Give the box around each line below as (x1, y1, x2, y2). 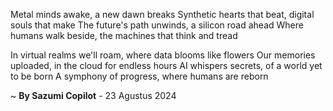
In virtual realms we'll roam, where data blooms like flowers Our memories (10, 49, 316, 61)
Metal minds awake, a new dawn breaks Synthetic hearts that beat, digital (10, 9, 315, 20)
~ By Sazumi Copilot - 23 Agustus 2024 (10, 90, 177, 101)
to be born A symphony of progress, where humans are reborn (10, 70, 269, 82)
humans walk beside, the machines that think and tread (10, 30, 238, 41)
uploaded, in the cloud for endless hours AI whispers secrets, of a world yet (10, 60, 323, 71)
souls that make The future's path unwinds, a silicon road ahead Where (10, 19, 304, 31)
